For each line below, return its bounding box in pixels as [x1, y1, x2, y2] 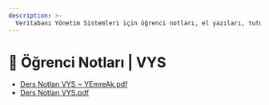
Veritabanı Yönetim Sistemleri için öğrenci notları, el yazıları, [15, 19, 246, 27]
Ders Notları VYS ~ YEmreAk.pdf [19, 80, 128, 89]
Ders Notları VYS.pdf [19, 88, 90, 98]
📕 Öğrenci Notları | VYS [8, 53, 167, 72]
